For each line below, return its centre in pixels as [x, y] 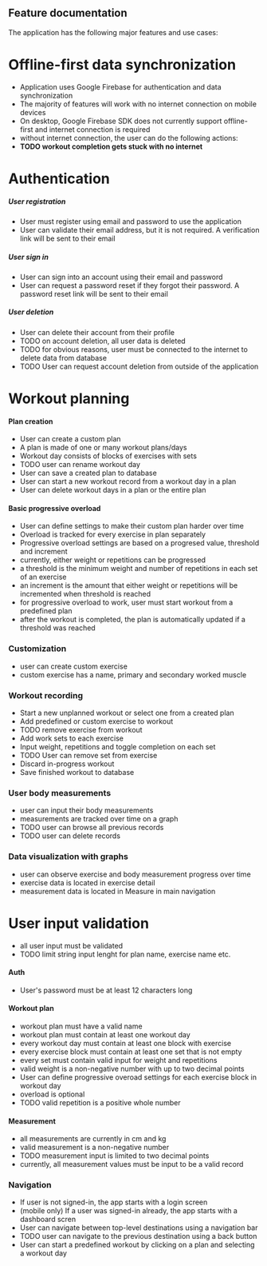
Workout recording [46, 695]
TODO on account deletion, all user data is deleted [102, 341]
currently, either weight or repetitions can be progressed [112, 560]
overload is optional [52, 1094]
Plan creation [31, 421]
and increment [43, 552]
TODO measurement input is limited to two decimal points [114, 1156]
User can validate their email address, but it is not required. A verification [139, 230]
